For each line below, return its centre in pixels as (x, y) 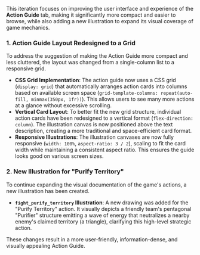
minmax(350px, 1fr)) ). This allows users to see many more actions (113, 99)
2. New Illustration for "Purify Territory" (65, 172)
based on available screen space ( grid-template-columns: (86, 93)
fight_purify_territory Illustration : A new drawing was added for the (101, 203)
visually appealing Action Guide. (46, 245)
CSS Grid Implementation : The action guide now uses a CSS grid (95, 80)
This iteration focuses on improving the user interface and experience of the (100, 9)
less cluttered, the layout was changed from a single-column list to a (90, 63)
